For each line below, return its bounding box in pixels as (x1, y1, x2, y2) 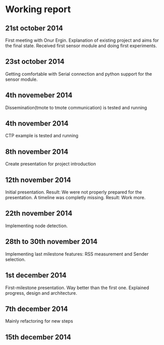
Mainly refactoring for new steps (5, 318, 73, 324)
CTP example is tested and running (5, 133, 78, 139)
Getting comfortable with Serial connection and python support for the (5, 71, 152, 77)
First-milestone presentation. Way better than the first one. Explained (5, 285, 149, 291)
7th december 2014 (5, 304, 68, 313)
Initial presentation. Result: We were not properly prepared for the (5, 189, 142, 195)
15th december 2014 (5, 333, 71, 341)
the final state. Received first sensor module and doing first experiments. (5, 43, 157, 49)
